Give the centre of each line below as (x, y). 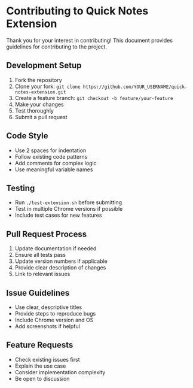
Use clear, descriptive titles (48, 307)
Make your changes (39, 104)
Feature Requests (40, 345)
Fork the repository (39, 80)
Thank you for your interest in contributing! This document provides (90, 40)
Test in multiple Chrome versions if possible (69, 209)
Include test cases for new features (58, 215)
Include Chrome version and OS (54, 320)
